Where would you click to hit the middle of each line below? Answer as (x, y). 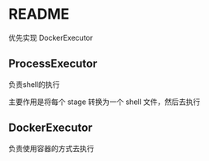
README (39, 14)
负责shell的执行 (34, 84)
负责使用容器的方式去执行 (51, 148)
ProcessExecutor (53, 64)
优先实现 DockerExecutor (51, 37)
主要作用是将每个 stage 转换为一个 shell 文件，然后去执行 (104, 102)
